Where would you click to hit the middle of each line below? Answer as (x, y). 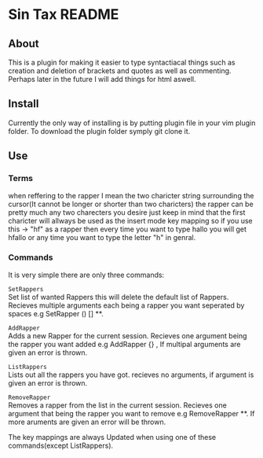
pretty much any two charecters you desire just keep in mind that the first (127, 212)
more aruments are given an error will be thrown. (87, 422)
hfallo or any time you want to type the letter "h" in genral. (102, 237)
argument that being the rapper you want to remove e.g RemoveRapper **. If (131, 413)
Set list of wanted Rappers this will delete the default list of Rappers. (119, 297)
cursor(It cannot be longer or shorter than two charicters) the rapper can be (131, 204)
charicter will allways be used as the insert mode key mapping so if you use (130, 220)
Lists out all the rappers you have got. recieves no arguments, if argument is (131, 375)
